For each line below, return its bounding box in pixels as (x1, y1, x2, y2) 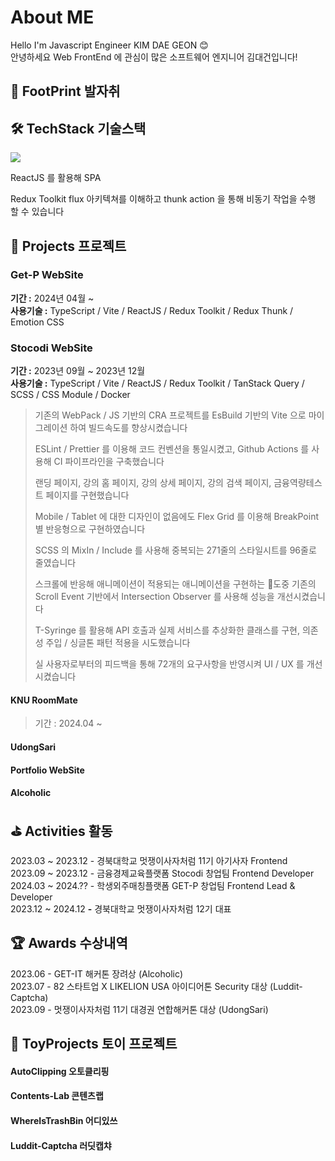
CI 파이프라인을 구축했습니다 (53, 456, 165, 468)
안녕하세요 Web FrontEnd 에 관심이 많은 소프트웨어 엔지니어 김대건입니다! (10, 51, 298, 63)
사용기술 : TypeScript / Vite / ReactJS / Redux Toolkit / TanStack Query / (10, 377, 305, 390)
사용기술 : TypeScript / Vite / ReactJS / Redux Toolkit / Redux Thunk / (10, 304, 294, 316)
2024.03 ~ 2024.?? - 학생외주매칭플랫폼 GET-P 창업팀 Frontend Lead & (10, 879, 296, 891)
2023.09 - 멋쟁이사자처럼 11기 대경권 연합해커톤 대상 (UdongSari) (10, 1003, 269, 1015)
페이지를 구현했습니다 (45, 489, 130, 501)
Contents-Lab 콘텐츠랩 (10, 1090, 104, 1102)
